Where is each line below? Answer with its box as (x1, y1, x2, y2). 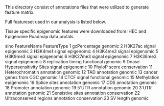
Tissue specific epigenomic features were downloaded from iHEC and (5, 28, 146, 34)
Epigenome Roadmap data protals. (5, 34, 75, 39)
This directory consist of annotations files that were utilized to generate (5, 4, 149, 10)
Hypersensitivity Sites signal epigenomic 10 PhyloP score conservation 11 (5, 64, 153, 70)
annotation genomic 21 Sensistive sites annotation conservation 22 (5, 90, 140, 96)
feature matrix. (5, 9, 35, 15)
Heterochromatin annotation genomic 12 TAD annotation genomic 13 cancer (5, 69, 158, 75)
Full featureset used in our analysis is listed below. (5, 19, 106, 25)
